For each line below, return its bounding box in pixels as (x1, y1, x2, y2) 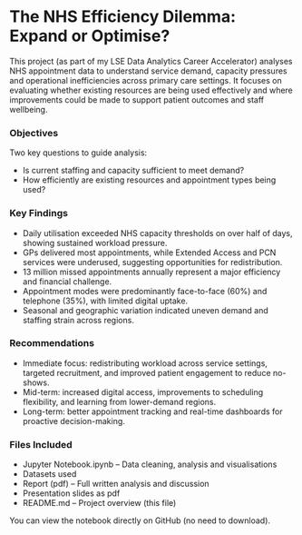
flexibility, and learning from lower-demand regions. (22, 396, 216, 407)
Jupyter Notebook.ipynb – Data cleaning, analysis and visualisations (22, 459, 278, 470)
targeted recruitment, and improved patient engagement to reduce (22, 367, 271, 378)
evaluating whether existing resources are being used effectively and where (9, 84, 293, 95)
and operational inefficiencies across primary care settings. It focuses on (9, 74, 283, 85)
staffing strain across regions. (22, 314, 134, 325)
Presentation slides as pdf (22, 488, 121, 499)
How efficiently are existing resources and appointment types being (22, 174, 277, 185)
